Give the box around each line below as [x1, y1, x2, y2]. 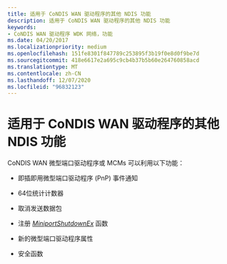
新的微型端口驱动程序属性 [17, 234, 94, 243]
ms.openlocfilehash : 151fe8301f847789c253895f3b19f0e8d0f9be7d [7, 51, 200, 58]
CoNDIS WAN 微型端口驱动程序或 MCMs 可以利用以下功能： [7, 159, 184, 167]
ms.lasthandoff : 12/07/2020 [7, 76, 91, 84]
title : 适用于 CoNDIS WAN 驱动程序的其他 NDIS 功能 [7, 10, 151, 18]
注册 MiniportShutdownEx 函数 [17, 219, 109, 228]
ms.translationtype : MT [7, 63, 79, 70]
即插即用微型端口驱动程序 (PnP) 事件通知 [17, 174, 138, 182]
